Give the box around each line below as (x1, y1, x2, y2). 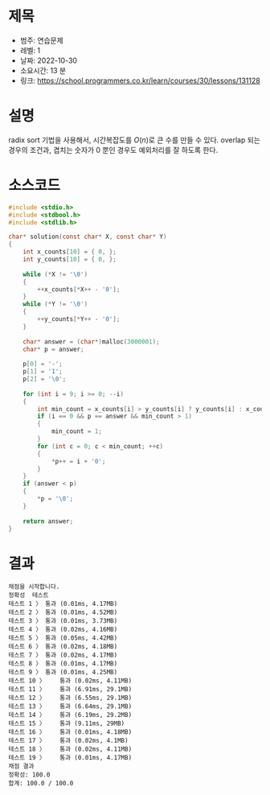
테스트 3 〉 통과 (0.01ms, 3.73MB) (8, 617, 118, 625)
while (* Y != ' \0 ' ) (22, 300, 88, 308)
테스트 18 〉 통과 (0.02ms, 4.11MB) (8, 745, 133, 753)
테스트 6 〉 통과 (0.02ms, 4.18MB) (8, 643, 118, 651)
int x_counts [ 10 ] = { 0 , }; (22, 248, 117, 256)
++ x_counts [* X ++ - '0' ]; (37, 285, 121, 294)
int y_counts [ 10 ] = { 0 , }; (22, 255, 117, 264)
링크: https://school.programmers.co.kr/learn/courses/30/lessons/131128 (19, 76, 261, 85)
